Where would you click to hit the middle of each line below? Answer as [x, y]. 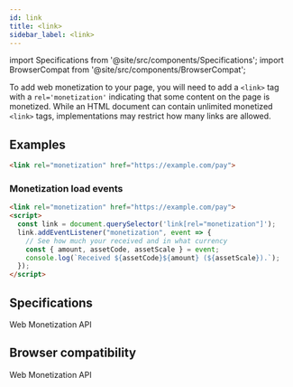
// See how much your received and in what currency [127, 241]
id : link [26, 18]
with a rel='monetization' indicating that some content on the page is [140, 97]
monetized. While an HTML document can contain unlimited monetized [141, 107]
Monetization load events [66, 188]
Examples [37, 144]
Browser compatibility [73, 353]
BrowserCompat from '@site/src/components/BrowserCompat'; [128, 70]
